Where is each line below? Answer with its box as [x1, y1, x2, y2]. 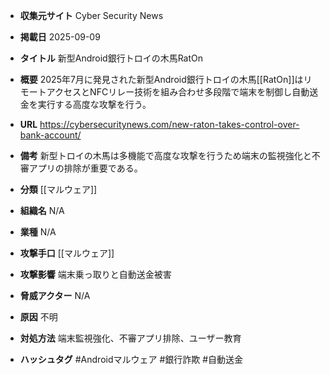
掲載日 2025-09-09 [19, 31, 101, 43]
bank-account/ [19, 129, 82, 141]
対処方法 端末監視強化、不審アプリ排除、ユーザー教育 [19, 332, 242, 344]
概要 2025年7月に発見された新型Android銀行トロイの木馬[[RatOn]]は [19, 74, 304, 85]
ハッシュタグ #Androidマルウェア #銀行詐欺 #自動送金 [19, 354, 244, 365]
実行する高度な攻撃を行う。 [37, 99, 152, 110]
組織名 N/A [19, 205, 65, 216]
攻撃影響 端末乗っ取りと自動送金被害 [19, 269, 172, 280]
